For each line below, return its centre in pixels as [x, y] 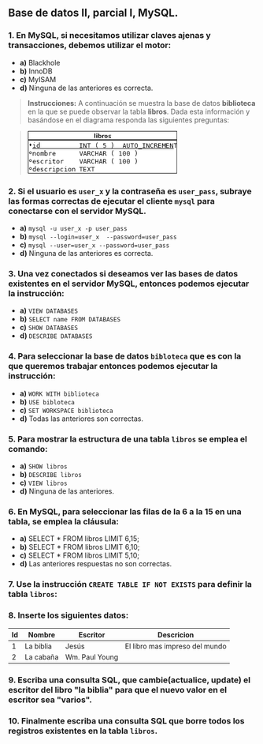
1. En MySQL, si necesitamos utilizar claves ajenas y [109, 36]
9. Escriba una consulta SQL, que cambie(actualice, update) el [130, 680]
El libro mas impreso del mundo [176, 646]
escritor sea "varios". [50, 700]
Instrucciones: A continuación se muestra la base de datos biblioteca [141, 103]
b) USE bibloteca [47, 401]
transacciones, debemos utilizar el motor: [90, 45]
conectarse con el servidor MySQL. [78, 211]
